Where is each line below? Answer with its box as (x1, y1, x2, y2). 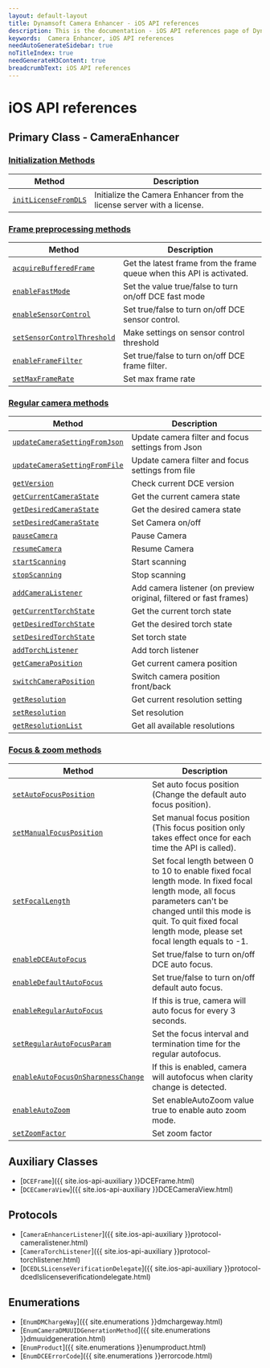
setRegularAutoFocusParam (12, 1039, 112, 1048)
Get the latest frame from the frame (123, 257, 257, 269)
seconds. (151, 1015, 187, 1026)
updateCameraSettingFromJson (12, 438, 124, 447)
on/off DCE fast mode (123, 290, 206, 302)
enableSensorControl (12, 310, 91, 318)
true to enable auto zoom (151, 1104, 247, 1115)
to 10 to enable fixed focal (151, 865, 252, 877)
